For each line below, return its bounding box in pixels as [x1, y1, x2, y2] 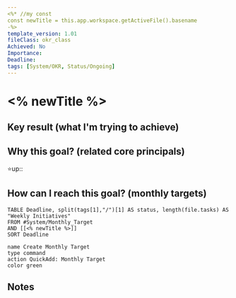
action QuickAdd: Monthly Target [7, 256, 106, 263]
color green [7, 262, 42, 269]
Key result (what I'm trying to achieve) [7, 121, 179, 133]
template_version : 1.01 [7, 30, 78, 37]
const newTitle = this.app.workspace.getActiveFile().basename [7, 17, 198, 24]
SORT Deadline [7, 231, 49, 238]
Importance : [7, 50, 42, 57]
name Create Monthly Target [7, 243, 90, 251]
